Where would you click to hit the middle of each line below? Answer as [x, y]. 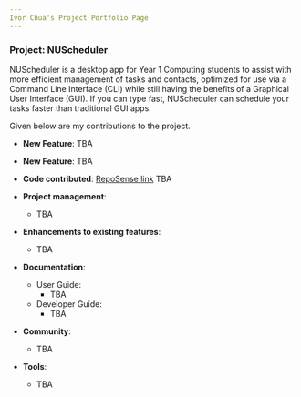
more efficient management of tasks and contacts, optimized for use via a [148, 79]
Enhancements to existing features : [92, 231]
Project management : [64, 196]
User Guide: [59, 284]
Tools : [35, 366]
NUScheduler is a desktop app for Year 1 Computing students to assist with [150, 69]
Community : [47, 331]
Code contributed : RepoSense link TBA [97, 178]
